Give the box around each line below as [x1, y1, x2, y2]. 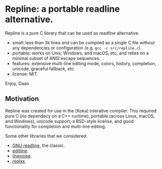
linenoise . [12, 153, 32, 159]
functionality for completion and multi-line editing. [5, 123, 107, 129]
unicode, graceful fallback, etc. [12, 65, 75, 72]
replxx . [12, 158, 27, 164]
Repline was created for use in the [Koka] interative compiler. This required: [5, 108, 158, 113]
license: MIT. [12, 71, 38, 77]
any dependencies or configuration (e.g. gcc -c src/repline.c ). [12, 45, 142, 51]
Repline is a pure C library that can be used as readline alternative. [5, 30, 140, 36]
